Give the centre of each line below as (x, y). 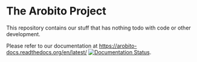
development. (23, 34)
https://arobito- (118, 46)
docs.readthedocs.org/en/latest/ (47, 52)
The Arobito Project (57, 11)
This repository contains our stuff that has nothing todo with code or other (99, 28)
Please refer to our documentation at (52, 46)
